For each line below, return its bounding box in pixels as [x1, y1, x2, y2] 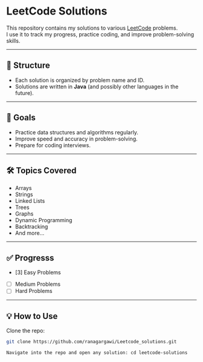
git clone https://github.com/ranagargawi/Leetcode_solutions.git [6, 339, 177, 345]
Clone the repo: [6, 327, 45, 334]
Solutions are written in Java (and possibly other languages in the [14, 83, 179, 90]
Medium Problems [14, 280, 61, 288]
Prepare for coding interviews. [14, 141, 91, 149]
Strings [14, 191, 33, 198]
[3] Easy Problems [14, 269, 62, 276]
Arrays [14, 185, 32, 192]
